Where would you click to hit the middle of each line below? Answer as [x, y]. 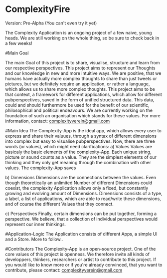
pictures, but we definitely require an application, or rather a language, [78, 84]
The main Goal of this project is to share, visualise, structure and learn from [83, 62]
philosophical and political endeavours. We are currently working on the [79, 110]
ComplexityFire [38, 9]
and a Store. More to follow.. [34, 239]
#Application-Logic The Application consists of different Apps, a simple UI [82, 234]
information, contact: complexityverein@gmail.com [58, 121]
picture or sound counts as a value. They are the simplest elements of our [81, 157]
